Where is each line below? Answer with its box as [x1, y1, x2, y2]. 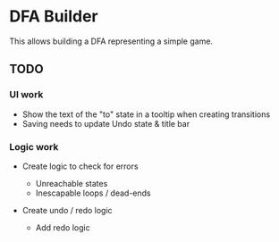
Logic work [9, 140, 59, 153]
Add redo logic [35, 221, 91, 233]
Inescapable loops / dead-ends [35, 188, 152, 198]
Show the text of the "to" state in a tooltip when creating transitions [21, 109, 271, 120]
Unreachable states [35, 178, 108, 188]
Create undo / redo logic [21, 204, 114, 215]
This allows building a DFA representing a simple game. [9, 36, 213, 46]
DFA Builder [9, 6, 98, 27]
